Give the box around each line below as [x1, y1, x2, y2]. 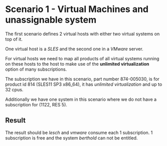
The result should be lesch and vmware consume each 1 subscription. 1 [5, 129, 153, 135]
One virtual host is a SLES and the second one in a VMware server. [5, 46, 144, 52]
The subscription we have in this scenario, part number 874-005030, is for [5, 76, 159, 82]
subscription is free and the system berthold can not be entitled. [5, 134, 138, 141]
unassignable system [5, 14, 97, 26]
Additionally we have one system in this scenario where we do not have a [5, 96, 157, 102]
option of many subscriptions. [5, 66, 67, 72]
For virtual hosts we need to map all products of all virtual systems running [5, 55, 159, 61]
